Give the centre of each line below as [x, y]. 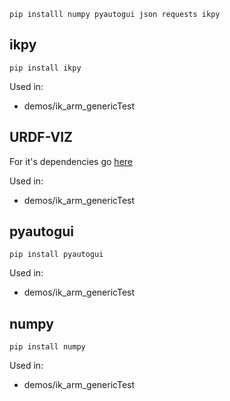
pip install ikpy [45, 68]
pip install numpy [47, 347]
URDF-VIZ [41, 137]
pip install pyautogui [56, 255]
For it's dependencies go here [71, 161]
